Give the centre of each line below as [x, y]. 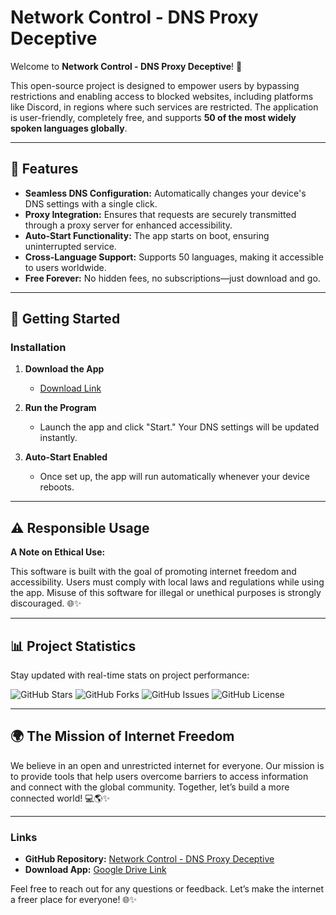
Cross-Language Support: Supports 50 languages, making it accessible [174, 257]
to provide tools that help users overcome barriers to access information [159, 776]
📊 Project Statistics [73, 646]
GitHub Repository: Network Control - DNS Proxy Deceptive [149, 859]
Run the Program [60, 408]
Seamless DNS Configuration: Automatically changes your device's [165, 193]
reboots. [57, 487]
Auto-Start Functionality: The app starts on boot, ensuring [147, 235]
